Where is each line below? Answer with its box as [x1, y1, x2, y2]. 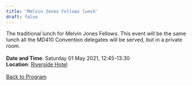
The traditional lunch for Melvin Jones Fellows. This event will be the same [6, 30, 187, 37]
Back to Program [6, 73, 47, 80]
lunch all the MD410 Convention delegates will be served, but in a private [6, 36, 183, 43]
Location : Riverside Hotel [6, 60, 68, 67]
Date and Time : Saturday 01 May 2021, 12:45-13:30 [6, 55, 130, 62]
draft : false [6, 14, 38, 20]
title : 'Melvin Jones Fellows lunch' [6, 8, 99, 15]
